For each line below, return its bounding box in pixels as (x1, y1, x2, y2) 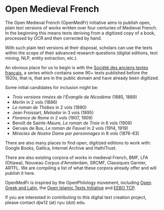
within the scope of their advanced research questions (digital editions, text (5, 50, 158, 56)
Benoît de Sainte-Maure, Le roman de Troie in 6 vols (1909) (12, 120, 133, 126)
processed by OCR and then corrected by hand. (5, 35, 102, 41)
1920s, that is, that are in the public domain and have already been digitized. (5, 75, 160, 81)
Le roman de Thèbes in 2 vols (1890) (12, 104, 87, 110)
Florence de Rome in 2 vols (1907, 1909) (12, 115, 93, 120)
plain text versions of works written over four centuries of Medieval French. (5, 24, 158, 30)
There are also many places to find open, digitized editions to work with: (5, 140, 151, 145)
